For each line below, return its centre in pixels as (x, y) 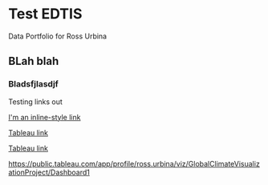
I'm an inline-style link (45, 117)
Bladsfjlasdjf (33, 84)
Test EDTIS (45, 14)
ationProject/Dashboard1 (49, 172)
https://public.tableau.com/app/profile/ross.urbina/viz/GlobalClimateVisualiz (134, 163)
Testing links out (35, 102)
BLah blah (34, 61)
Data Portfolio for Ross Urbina (57, 36)
